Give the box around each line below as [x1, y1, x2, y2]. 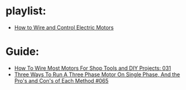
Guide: [5, 45, 39, 58]
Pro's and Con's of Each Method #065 [14, 77, 108, 84]
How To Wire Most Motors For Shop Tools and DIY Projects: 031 [14, 64, 171, 72]
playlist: [5, 4, 46, 18]
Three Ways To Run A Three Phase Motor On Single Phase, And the [14, 70, 180, 78]
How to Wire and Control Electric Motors [14, 24, 114, 31]
